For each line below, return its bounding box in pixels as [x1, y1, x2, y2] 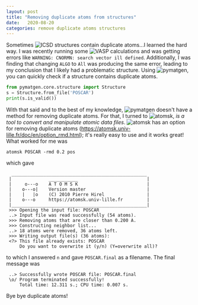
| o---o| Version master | [8, 186, 150, 192]
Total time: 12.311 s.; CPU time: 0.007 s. [19, 282, 129, 288]
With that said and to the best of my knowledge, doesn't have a [6, 106, 193, 113]
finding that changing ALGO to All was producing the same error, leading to [6, 60, 188, 68]
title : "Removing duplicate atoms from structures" [6, 14, 136, 20]
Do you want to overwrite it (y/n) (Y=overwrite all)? [19, 243, 158, 249]
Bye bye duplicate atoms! [6, 292, 68, 299]
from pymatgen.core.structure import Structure [6, 84, 126, 91]
